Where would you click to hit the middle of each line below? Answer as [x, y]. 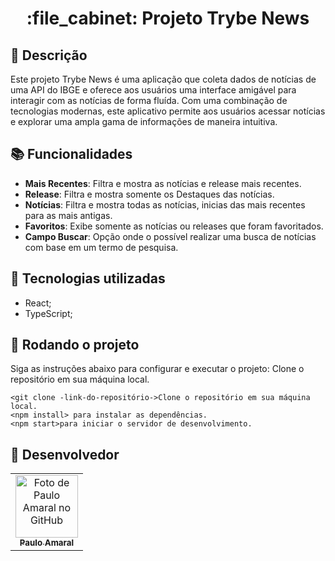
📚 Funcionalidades [71, 154]
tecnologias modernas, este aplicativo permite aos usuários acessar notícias [168, 111]
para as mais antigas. [68, 215]
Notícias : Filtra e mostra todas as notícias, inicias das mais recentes [165, 204]
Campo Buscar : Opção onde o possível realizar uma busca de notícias [170, 236]
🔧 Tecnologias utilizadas [88, 278]
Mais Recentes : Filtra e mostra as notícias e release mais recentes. [163, 183]
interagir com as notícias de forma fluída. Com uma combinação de [149, 100]
